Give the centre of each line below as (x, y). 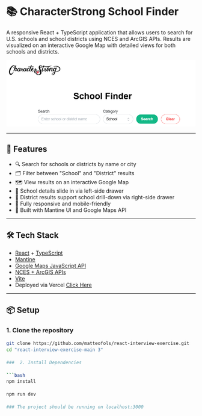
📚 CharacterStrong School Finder (93, 12)
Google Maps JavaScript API (50, 265)
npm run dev (21, 394)
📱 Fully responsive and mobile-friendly (63, 203)
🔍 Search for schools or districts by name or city (75, 164)
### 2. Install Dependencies (44, 362)
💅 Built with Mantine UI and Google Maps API (71, 210)
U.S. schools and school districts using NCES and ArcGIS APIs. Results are (99, 39)
